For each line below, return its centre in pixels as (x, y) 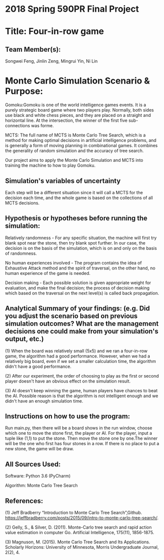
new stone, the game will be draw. (40, 449)
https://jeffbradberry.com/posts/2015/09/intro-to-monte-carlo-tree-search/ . (82, 518)
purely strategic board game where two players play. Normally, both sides (80, 110)
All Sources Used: (33, 464)
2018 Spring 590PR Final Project (72, 9)
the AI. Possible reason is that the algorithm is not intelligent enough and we (82, 396)
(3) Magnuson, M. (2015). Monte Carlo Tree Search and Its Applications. (78, 542)
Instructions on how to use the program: (68, 416)
